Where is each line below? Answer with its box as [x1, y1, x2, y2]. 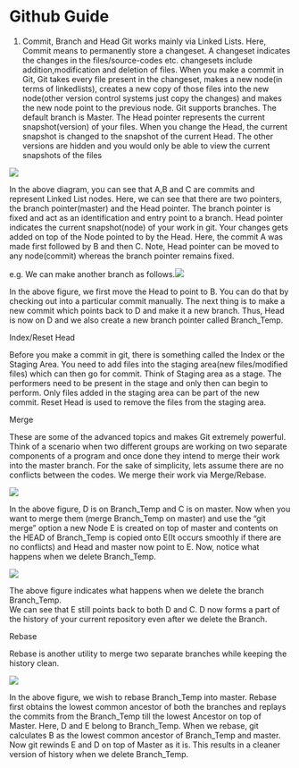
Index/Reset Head [9, 332, 76, 342]
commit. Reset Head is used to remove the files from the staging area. [9, 396, 267, 408]
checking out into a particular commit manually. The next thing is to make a [9, 295, 286, 306]
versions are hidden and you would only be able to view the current [21, 140, 270, 151]
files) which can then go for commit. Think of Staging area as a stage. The [9, 368, 282, 379]
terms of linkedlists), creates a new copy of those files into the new [21, 83, 270, 94]
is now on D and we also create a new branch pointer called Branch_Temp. [9, 315, 284, 325]
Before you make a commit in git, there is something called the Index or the [9, 349, 286, 359]
